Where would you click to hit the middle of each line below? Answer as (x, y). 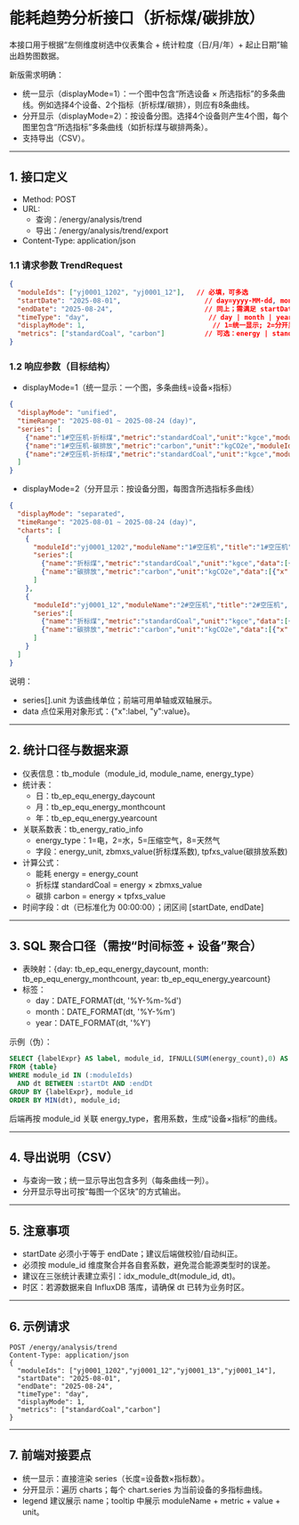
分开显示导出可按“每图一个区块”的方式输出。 (104, 1192)
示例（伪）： (31, 1042)
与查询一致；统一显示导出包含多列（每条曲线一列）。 (117, 1180)
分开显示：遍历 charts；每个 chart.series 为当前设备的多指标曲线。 (145, 1489)
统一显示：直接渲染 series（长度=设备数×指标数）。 (116, 1478)
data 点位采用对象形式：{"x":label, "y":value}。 (109, 711)
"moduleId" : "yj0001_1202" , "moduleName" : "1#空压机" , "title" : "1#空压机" (162, 547)
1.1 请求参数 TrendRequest (66, 265)
